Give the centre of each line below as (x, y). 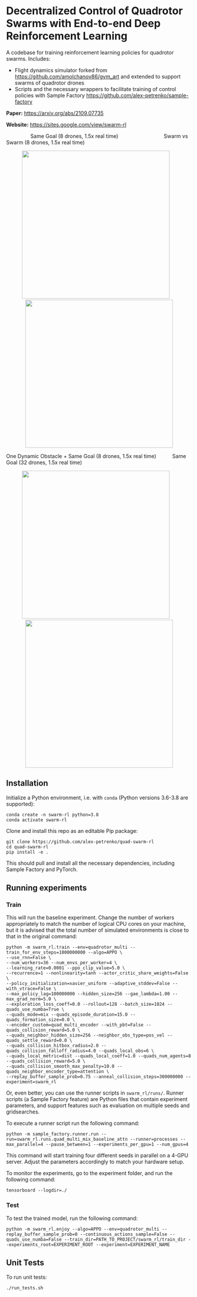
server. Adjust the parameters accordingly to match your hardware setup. (95, 1162)
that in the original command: (42, 936)
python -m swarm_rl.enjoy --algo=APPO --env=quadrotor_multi (83, 1229)
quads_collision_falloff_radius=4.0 (51, 1051)
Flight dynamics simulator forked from (61, 70)
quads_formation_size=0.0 (38, 1020)
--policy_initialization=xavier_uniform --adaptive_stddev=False (88, 984)
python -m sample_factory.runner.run (52, 1134)
